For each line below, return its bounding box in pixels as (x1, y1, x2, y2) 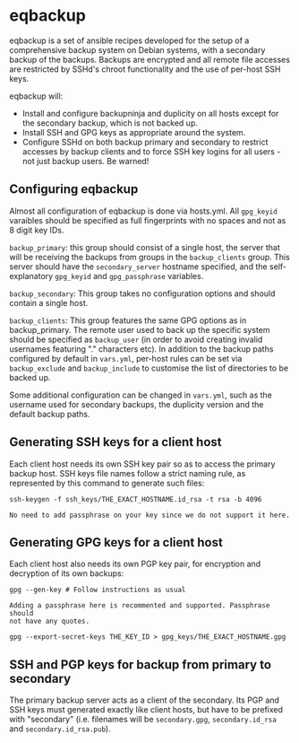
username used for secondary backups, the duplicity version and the (9, 398, 264, 409)
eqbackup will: (9, 91, 64, 101)
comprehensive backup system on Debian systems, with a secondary (9, 44, 266, 55)
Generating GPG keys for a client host (9, 535, 224, 550)
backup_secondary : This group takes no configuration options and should (9, 288, 276, 299)
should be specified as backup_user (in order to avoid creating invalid (9, 334, 263, 345)
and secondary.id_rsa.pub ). (9, 723, 111, 734)
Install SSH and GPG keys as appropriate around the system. (21, 127, 246, 137)
